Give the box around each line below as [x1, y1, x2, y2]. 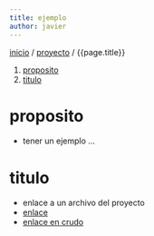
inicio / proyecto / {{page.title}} [9, 46, 126, 57]
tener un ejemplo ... [22, 135, 95, 146]
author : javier [9, 22, 67, 31]
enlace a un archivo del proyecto [22, 197, 145, 209]
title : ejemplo [9, 13, 67, 23]
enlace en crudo [22, 217, 84, 228]
